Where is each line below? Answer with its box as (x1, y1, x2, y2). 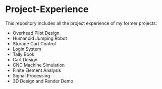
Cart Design (12, 56, 38, 62)
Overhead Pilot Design (12, 30, 60, 36)
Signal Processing (12, 72, 50, 78)
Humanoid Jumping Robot (12, 35, 67, 41)
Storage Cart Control (12, 40, 56, 46)
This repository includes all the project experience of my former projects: (5, 20, 157, 26)
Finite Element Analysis (12, 67, 62, 73)
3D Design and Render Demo (12, 78, 74, 84)
